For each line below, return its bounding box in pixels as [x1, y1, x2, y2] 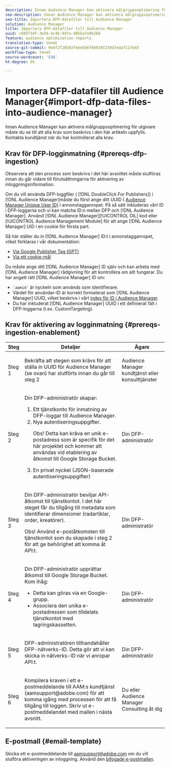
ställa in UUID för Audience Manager [24, 363, 111, 370]
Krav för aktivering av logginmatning [5, 320, 123, 329]
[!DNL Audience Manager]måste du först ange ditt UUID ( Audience [5, 197, 146, 203]
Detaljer [61, 343, 81, 350]
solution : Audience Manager [5, 21, 65, 27]
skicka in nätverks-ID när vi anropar [24, 652, 110, 659]
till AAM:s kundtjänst [65, 683, 115, 690]
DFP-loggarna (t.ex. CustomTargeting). [12, 306, 94, 312]
